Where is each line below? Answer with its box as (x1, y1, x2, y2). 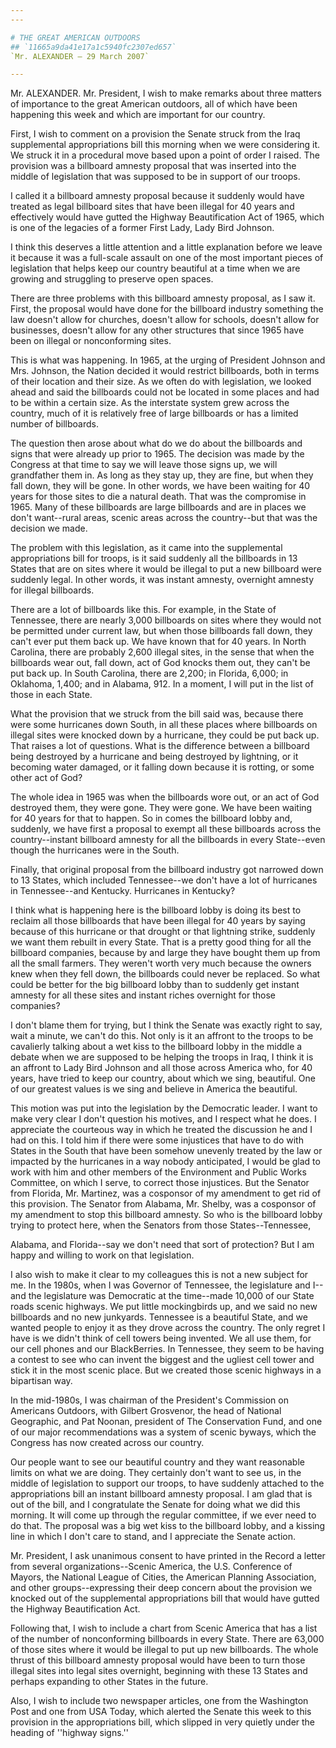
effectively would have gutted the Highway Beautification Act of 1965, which (10, 211, 325, 223)
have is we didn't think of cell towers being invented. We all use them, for (10, 1332, 312, 1345)
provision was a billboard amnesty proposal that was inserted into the (10, 160, 297, 172)
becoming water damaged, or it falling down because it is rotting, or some (10, 761, 315, 773)
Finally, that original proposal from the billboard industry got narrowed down (10, 864, 324, 876)
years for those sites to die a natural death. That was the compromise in (10, 491, 307, 503)
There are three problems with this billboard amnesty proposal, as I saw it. (10, 292, 316, 305)
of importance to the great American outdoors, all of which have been (10, 98, 298, 110)
